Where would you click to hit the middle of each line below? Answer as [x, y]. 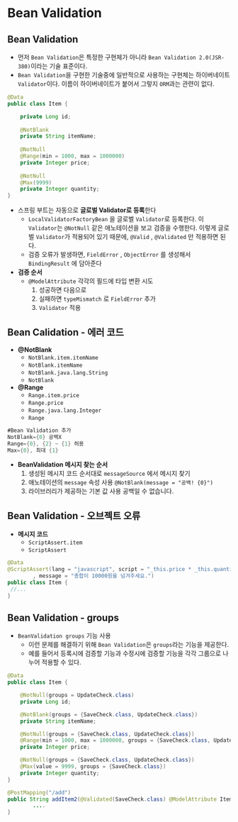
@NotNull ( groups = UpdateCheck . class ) [77, 695]
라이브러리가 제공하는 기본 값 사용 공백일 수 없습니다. [101, 491]
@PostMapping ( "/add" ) [39, 792]
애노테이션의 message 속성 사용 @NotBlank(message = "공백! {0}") [121, 482]
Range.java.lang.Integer [65, 410]
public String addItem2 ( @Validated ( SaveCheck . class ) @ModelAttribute [112, 799]
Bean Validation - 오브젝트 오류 [74, 516]
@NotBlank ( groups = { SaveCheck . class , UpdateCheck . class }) [109, 714]
